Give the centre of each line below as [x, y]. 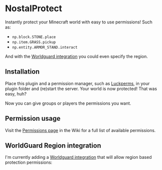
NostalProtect [33, 9]
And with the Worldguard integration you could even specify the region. [76, 56]
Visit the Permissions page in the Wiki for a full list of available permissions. [81, 130]
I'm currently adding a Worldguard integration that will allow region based [78, 157]
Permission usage [33, 119]
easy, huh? [16, 94]
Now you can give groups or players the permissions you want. [68, 103]
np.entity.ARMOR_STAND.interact [45, 47]
